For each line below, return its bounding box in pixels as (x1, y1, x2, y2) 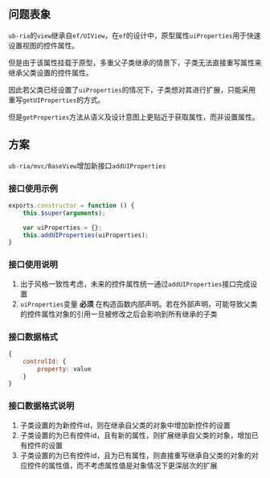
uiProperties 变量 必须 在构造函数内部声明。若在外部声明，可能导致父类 (19, 299, 258, 308)
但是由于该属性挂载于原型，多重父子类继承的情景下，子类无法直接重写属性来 (8, 57, 262, 67)
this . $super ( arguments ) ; (22, 208, 106, 217)
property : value (37, 365, 92, 373)
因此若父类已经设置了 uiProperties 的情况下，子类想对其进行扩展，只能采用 (8, 84, 256, 94)
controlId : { (22, 357, 67, 365)
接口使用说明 (8, 259, 59, 270)
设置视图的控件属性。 (8, 40, 79, 50)
